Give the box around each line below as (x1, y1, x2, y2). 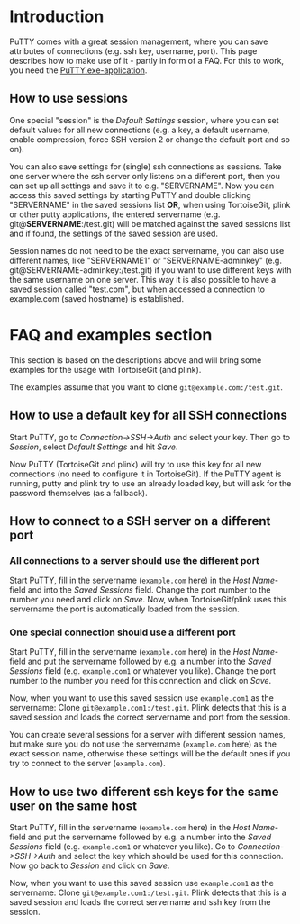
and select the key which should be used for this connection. (57, 851, 284, 862)
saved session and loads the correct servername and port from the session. (9, 711, 291, 722)
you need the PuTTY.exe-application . (9, 65, 148, 76)
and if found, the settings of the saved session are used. (9, 228, 219, 239)
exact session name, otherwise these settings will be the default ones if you (9, 748, 291, 759)
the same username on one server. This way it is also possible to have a (9, 274, 277, 285)
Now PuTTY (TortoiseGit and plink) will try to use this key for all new (9, 458, 262, 469)
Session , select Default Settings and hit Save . (9, 441, 178, 452)
